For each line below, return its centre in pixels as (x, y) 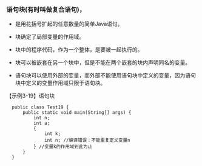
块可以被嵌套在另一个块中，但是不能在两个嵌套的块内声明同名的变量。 (103, 62)
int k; (53, 134)
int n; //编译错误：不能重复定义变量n (87, 141)
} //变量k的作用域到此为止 (63, 147)
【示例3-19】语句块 (31, 96)
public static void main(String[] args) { (77, 113)
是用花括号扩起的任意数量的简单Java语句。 (69, 24)
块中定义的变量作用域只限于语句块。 (60, 83)
